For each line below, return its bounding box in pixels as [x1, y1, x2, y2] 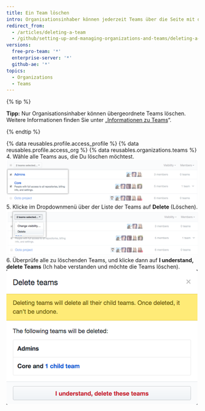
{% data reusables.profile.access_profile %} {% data [6, 140, 139, 148]
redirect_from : [6, 23, 45, 29]
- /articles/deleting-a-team [12, 29, 86, 35]
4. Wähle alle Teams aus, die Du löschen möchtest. [6, 153, 134, 160]
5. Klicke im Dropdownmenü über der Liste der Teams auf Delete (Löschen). [6, 203, 198, 210]
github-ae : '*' [12, 61, 51, 67]
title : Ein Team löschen [6, 10, 70, 16]
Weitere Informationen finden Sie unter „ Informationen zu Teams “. [6, 116, 172, 124]
